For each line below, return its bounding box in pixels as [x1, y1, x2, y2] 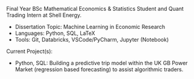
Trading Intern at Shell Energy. [6, 11, 82, 19]
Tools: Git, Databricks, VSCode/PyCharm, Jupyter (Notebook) [15, 36, 169, 43]
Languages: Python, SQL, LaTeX [15, 30, 95, 37]
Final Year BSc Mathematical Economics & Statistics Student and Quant [6, 5, 184, 12]
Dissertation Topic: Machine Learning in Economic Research [15, 24, 166, 30]
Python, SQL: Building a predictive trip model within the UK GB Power [15, 60, 188, 66]
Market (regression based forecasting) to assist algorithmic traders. [15, 66, 184, 73]
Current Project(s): [6, 48, 53, 55]
